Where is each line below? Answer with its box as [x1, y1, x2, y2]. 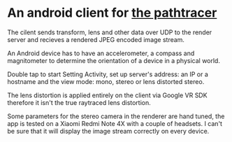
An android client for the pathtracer [7, 5, 217, 21]
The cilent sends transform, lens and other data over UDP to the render [7, 28, 212, 36]
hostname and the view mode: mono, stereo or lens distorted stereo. [7, 77, 205, 85]
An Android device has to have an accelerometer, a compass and [7, 49, 195, 57]
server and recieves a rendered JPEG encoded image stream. [7, 35, 185, 43]
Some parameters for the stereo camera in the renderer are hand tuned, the [7, 112, 225, 120]
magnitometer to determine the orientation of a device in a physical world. [7, 56, 220, 64]
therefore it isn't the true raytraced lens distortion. [7, 98, 152, 106]
